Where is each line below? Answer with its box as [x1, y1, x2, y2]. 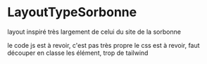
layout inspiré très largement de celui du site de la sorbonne [7, 27, 182, 36]
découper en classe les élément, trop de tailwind [7, 49, 149, 57]
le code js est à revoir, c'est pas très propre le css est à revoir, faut [7, 41, 200, 49]
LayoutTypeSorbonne [7, 4, 137, 20]
